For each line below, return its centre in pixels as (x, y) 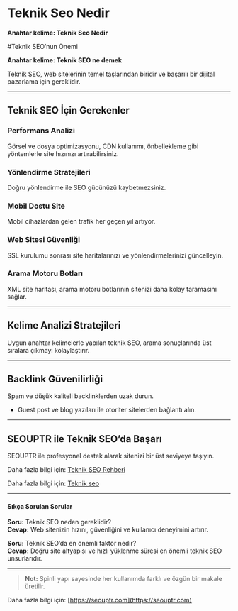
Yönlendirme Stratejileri (49, 172)
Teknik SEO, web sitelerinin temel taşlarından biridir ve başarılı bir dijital (111, 74)
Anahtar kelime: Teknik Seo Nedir (58, 33)
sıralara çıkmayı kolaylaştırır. (49, 350)
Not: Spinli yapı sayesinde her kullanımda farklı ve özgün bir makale (123, 579)
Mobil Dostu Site (36, 206)
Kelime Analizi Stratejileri (64, 325)
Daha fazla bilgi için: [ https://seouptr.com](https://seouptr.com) (100, 600)
